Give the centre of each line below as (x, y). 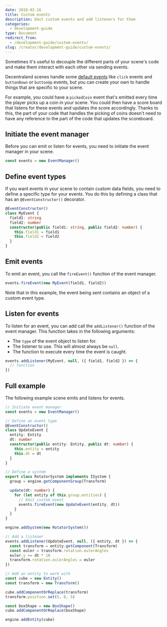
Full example (26, 386)
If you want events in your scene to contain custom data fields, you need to (83, 189)
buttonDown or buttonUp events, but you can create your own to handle (77, 82)
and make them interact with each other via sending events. (67, 67)
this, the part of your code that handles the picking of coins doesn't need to (83, 113)
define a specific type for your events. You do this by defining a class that (81, 194)
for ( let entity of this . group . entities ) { (60, 495)
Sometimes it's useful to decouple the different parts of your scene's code (82, 61)
